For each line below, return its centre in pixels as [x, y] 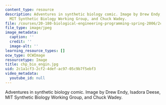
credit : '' [21, 42]
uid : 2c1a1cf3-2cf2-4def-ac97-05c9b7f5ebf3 [51, 69]
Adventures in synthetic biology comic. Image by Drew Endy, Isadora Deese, [83, 92]
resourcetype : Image [26, 60]
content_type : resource [30, 10]
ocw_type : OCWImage [25, 55]
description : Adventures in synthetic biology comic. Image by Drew [77, 14]
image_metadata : [22, 32]
